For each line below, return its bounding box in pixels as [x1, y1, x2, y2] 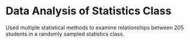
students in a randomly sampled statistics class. [5, 30, 124, 37]
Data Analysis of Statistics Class [5, 4, 172, 18]
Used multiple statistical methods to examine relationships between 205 [5, 24, 184, 31]
